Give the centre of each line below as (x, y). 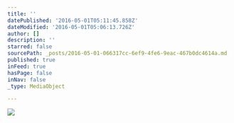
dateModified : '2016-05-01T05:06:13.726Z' (71, 27)
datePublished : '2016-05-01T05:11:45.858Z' (73, 20)
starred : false (30, 47)
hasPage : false (30, 73)
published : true (31, 60)
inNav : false (27, 80)
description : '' (31, 40)
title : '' (22, 14)
